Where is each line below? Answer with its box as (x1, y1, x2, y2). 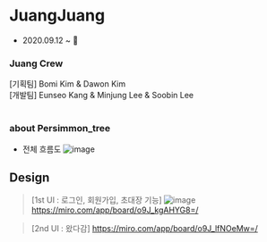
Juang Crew (9, 57, 64, 70)
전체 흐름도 (22, 144, 62, 154)
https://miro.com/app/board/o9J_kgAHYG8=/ (30, 204, 199, 215)
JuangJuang (9, 5, 106, 26)
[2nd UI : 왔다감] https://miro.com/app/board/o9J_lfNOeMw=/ (30, 223, 258, 234)
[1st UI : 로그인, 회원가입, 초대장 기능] (30, 195, 163, 205)
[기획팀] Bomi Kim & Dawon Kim (9, 79, 126, 89)
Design (9, 170, 50, 185)
